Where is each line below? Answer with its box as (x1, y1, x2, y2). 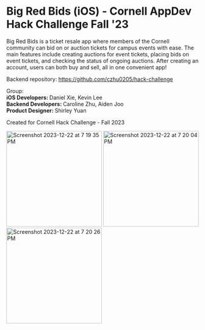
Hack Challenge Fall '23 (6, 17, 129, 31)
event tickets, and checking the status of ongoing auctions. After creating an (6, 57, 199, 64)
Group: (6, 87, 24, 94)
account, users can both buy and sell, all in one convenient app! (6, 63, 167, 71)
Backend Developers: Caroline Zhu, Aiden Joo (6, 100, 124, 108)
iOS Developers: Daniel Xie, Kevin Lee (6, 94, 103, 101)
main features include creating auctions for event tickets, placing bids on (6, 50, 189, 58)
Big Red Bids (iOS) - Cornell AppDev (6, 4, 192, 18)
